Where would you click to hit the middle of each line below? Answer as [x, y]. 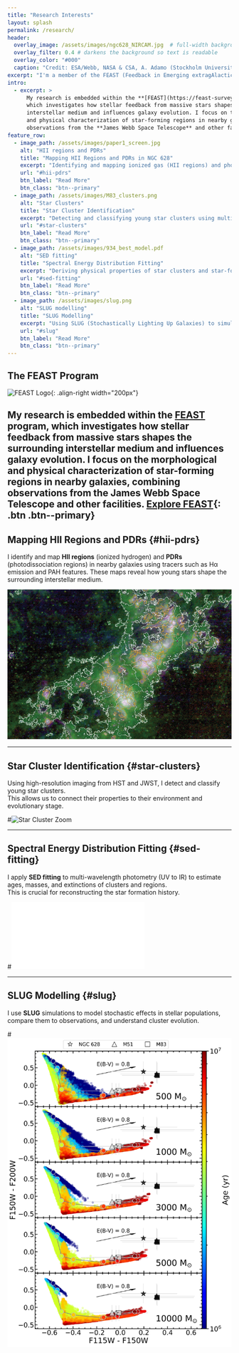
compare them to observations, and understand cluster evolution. [103, 1020]
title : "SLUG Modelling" [57, 316]
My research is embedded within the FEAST [106, 415]
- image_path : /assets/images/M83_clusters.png [86, 195]
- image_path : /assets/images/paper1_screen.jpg [87, 143]
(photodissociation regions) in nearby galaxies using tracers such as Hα [113, 565]
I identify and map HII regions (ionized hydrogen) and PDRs [95, 557]
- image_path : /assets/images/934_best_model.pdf [89, 248]
